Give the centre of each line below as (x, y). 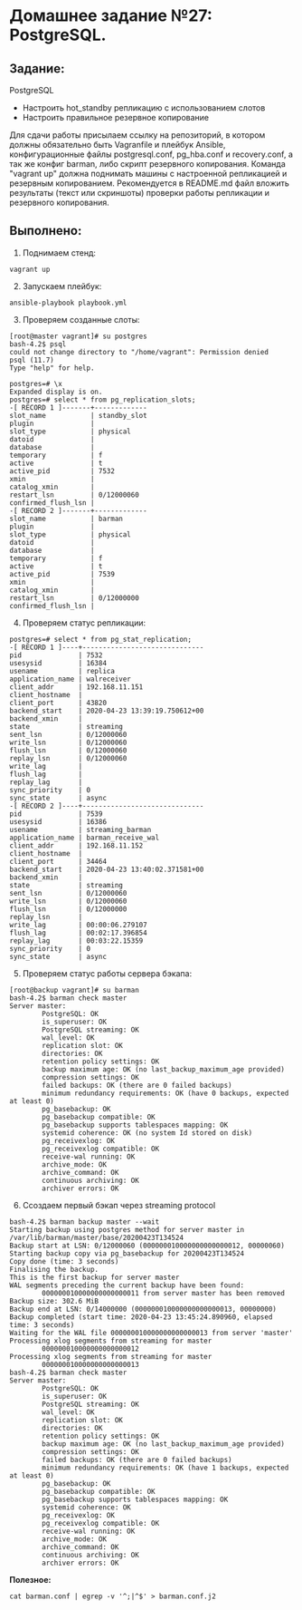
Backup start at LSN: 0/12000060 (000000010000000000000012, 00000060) (147, 1246)
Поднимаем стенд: (59, 252)
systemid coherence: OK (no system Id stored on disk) (147, 1133)
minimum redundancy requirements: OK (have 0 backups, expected (165, 1093)
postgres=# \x (36, 383)
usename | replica (62, 671)
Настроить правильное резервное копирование (116, 117)
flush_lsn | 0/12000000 (68, 909)
